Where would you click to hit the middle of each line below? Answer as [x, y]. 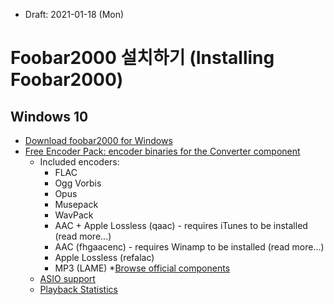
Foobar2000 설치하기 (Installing [142, 58]
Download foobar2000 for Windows [98, 140]
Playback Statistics [78, 289]
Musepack [76, 204]
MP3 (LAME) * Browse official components [142, 268]
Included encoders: [79, 162]
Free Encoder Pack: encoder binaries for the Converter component [162, 151]
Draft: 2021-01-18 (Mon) [74, 14]
